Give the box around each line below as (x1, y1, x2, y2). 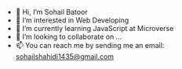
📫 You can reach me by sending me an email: (15, 41, 165, 50)
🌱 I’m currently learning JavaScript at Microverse (15, 24, 174, 33)
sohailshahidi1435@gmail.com (15, 52, 115, 61)
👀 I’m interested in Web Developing (15, 16, 129, 25)
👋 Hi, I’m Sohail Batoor (15, 8, 88, 16)
